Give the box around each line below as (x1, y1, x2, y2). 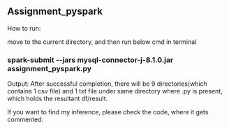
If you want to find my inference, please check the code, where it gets (7, 108, 209, 116)
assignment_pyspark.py (7, 63, 92, 73)
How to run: (7, 24, 41, 32)
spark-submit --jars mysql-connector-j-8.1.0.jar (7, 55, 174, 65)
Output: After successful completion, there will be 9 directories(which (7, 79, 207, 88)
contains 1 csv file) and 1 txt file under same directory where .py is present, (7, 87, 223, 96)
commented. (7, 115, 44, 124)
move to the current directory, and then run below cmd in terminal (7, 38, 197, 46)
